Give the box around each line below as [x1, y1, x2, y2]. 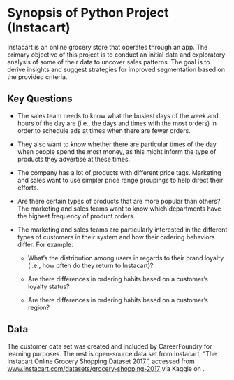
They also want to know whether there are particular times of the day [17, 140, 217, 148]
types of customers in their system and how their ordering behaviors [17, 232, 215, 241]
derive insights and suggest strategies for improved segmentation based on [7, 65, 226, 73]
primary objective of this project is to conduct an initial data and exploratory [7, 50, 226, 59]
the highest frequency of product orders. [17, 211, 136, 220]
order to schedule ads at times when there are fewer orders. [17, 126, 191, 134]
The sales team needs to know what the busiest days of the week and [17, 111, 219, 120]
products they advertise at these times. [17, 155, 131, 163]
